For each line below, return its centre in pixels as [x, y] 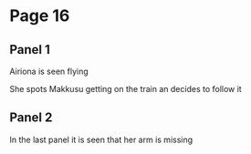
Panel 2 [31, 118]
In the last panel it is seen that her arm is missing [101, 139]
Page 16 [40, 16]
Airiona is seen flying [49, 71]
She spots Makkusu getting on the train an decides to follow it [125, 89]
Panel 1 [30, 50]
